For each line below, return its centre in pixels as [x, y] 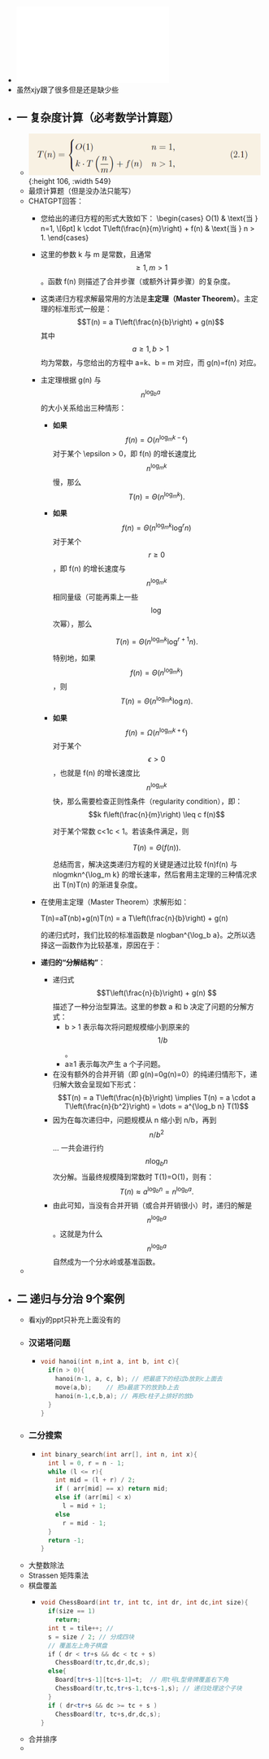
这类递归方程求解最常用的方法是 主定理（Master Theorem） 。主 [146, 298]
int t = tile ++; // [80, 1628]
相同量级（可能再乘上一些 [95, 597]
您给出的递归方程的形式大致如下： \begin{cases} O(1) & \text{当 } [149, 218]
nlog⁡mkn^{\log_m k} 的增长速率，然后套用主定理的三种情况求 [155, 874]
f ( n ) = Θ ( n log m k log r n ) [156, 527]
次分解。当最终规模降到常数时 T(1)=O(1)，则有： [133, 1177]
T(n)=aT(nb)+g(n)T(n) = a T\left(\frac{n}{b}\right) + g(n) [134, 918]
